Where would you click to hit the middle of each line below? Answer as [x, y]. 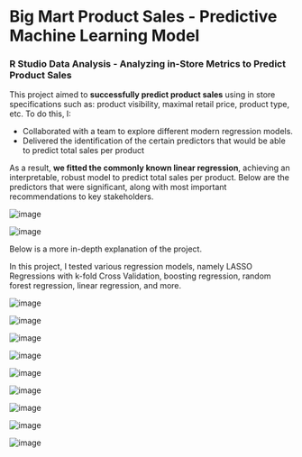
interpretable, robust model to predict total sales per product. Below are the [150, 178]
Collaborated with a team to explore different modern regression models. [157, 132]
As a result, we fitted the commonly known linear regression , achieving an [150, 168]
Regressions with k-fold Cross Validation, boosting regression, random [141, 276]
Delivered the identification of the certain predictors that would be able [154, 141]
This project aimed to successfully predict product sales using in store [142, 95]
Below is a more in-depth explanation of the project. [106, 249]
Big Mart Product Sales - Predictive [143, 17]
